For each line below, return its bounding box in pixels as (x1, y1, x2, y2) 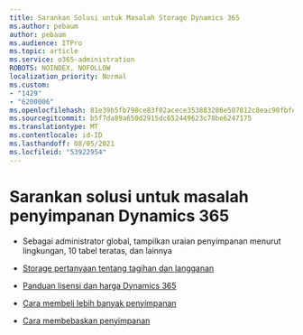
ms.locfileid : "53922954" (9, 147, 106, 156)
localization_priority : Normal (9, 72, 127, 81)
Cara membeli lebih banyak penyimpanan (22, 297, 178, 308)
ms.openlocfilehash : (9, 106, 87, 115)
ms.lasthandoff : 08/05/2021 (9, 139, 115, 148)
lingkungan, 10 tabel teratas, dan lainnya (22, 245, 173, 256)
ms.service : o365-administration (9, 55, 135, 64)
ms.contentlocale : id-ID (9, 131, 103, 140)
